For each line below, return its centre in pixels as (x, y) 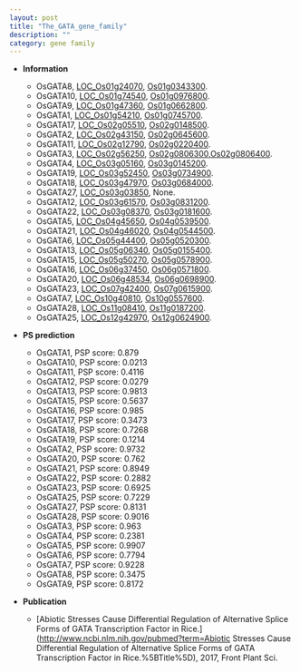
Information (45, 69)
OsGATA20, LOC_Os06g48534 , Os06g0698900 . (126, 279)
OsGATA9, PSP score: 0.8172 (90, 584)
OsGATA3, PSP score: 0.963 (89, 526)
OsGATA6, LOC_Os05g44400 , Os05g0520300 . (124, 240)
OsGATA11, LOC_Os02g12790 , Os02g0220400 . (123, 144)
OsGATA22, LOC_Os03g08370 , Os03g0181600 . (124, 212)
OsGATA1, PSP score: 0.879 (87, 353)
